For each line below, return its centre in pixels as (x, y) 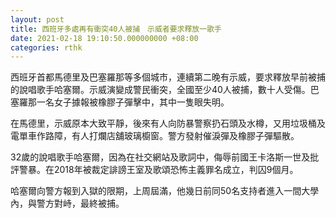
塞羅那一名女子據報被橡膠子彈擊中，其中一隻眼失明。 (120, 102)
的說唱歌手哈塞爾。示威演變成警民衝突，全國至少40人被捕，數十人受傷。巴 (165, 90)
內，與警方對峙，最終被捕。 (67, 203)
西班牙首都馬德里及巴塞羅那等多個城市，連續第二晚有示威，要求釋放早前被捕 (168, 77)
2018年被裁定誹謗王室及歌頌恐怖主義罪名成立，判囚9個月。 (176, 170)
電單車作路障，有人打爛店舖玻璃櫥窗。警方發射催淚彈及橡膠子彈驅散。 (155, 136)
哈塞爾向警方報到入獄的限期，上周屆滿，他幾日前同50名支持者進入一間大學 (165, 191)
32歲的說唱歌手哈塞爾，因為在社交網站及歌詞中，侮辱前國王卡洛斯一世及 (160, 157)
